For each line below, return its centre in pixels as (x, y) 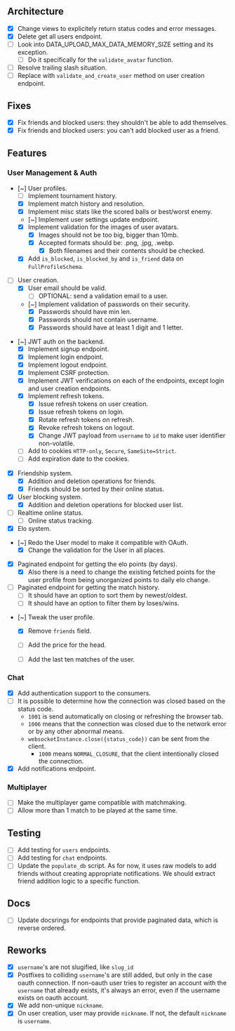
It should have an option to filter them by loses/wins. (103, 603)
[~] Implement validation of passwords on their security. (109, 304)
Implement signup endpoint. (68, 349)
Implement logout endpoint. (68, 365)
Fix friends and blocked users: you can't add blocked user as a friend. (119, 131)
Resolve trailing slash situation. (62, 68)
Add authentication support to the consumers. (84, 693)
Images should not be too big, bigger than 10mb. (108, 235)
